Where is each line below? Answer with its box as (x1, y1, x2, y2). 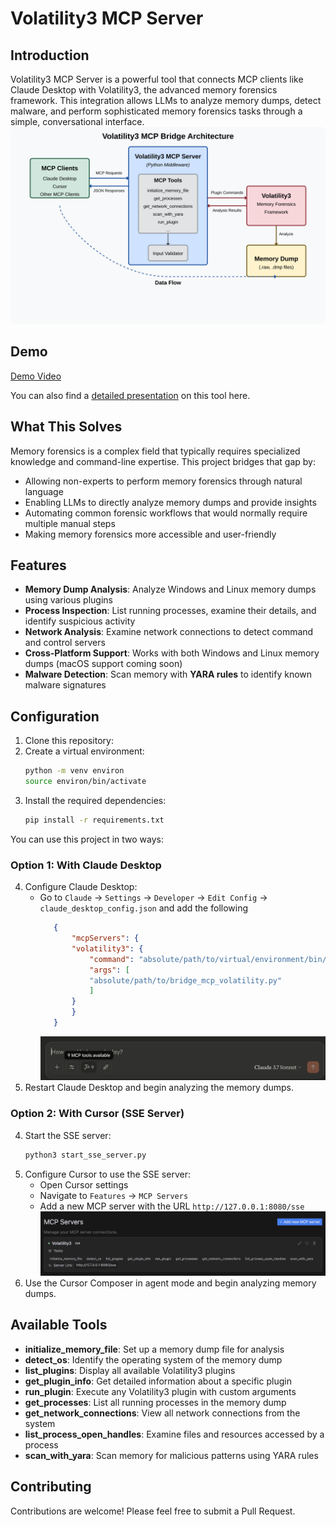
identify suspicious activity (24, 615, 136, 627)
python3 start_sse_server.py (24, 1150, 147, 1160)
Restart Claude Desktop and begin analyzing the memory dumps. (24, 1082, 295, 1094)
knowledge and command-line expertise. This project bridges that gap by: (10, 455, 316, 467)
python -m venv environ (24, 766, 125, 776)
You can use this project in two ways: (10, 833, 164, 845)
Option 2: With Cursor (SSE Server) (10, 1107, 185, 1121)
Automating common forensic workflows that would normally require (24, 507, 308, 519)
